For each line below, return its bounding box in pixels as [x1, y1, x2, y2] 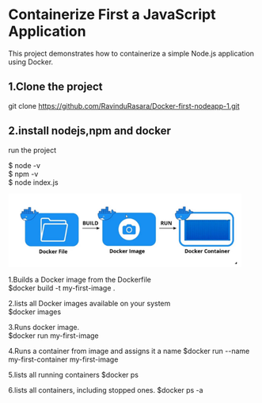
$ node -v [8, 160, 41, 170]
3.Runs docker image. [8, 322, 80, 332]
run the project [8, 145, 57, 155]
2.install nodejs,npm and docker [8, 125, 172, 138]
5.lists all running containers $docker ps [8, 370, 139, 379]
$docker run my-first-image [8, 331, 99, 340]
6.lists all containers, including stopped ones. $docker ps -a [8, 385, 203, 394]
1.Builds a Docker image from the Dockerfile [8, 274, 152, 284]
